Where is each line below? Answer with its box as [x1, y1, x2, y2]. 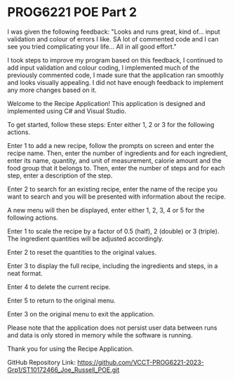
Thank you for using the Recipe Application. [7, 345, 134, 353]
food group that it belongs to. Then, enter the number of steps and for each [7, 163, 226, 172]
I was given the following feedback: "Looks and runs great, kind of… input [7, 27, 220, 36]
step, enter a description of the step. [7, 171, 113, 180]
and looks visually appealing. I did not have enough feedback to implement [7, 78, 224, 86]
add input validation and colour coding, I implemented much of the [7, 63, 200, 72]
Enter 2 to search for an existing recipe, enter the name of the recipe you [7, 185, 218, 193]
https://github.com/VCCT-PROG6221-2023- [76, 358, 205, 366]
